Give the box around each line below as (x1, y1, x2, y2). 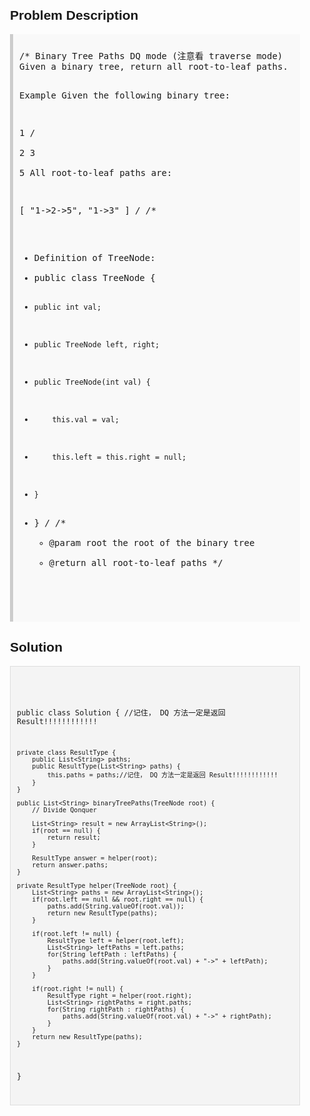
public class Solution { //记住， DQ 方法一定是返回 (16, 707, 226, 718)
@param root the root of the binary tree (48, 537, 255, 548)
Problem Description (10, 7, 139, 23)
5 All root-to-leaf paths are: (19, 167, 173, 178)
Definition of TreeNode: (33, 252, 156, 263)
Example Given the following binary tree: (19, 89, 231, 101)
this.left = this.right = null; (51, 452, 187, 462)
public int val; (33, 302, 102, 312)
